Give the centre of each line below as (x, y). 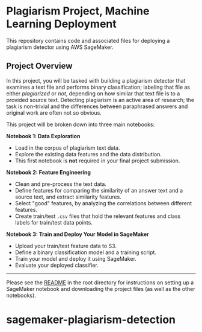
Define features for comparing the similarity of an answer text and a (99, 190)
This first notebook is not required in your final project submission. (97, 161)
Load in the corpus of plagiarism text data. (67, 148)
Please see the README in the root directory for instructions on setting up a (100, 283)
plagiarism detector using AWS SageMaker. (60, 47)
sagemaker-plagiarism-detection (91, 320)
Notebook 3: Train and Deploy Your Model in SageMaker (78, 234)
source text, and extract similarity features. (68, 197)
